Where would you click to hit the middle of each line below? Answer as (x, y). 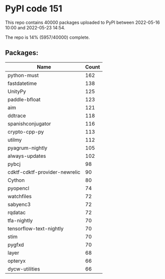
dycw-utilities (24, 269)
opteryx (17, 261)
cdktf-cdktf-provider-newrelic (44, 172)
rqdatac (17, 212)
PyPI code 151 (34, 9)
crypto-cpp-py (26, 132)
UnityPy (17, 91)
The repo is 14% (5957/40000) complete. (48, 37)
